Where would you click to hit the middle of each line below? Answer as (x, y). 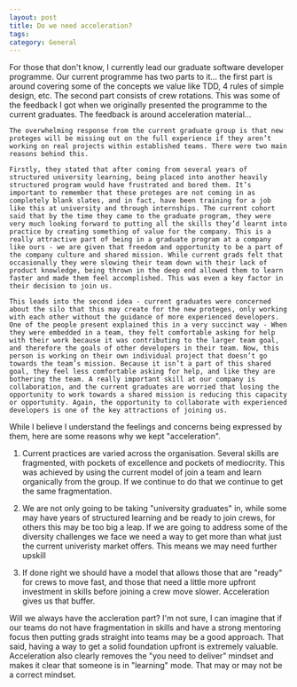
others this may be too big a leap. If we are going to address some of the (155, 527)
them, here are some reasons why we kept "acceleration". (115, 437)
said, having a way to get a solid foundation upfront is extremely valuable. (144, 647)
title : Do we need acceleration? (71, 26)
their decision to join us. (61, 286)
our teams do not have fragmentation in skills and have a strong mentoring (145, 628)
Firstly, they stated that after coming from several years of (129, 170)
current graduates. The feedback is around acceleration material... (130, 114)
